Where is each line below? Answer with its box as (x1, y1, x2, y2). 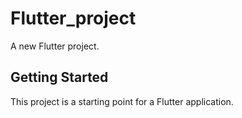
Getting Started (10, 69, 109, 86)
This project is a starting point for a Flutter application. (10, 95, 234, 107)
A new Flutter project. (10, 40, 100, 52)
